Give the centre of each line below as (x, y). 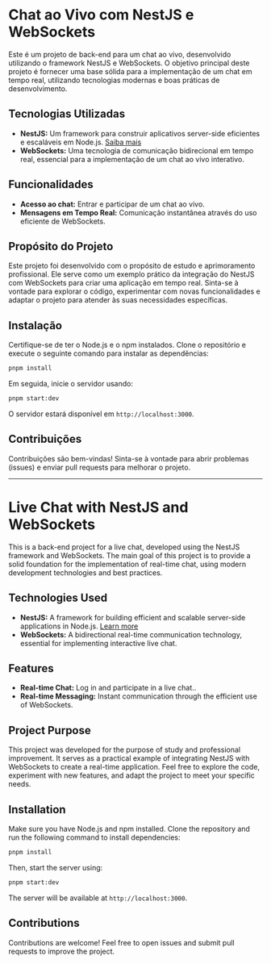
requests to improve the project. (62, 951)
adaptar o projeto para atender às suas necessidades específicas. (118, 300)
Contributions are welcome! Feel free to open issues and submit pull (122, 942)
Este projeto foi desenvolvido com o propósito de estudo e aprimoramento (132, 266)
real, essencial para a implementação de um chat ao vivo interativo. (132, 159)
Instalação (35, 326)
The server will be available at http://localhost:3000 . (98, 898)
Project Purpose (50, 730)
